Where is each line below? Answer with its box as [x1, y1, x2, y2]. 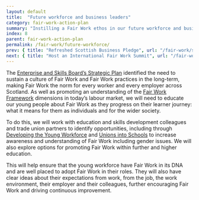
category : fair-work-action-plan [6, 20, 89, 26]
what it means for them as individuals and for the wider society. [6, 107, 161, 114]
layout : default [6, 8, 46, 15]
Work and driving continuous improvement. [6, 186, 112, 193]
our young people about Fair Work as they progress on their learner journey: [6, 100, 192, 107]
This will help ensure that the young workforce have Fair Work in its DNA [6, 161, 184, 169]
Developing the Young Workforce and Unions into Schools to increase [6, 131, 176, 138]
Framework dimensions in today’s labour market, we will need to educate [6, 94, 184, 101]
